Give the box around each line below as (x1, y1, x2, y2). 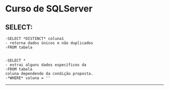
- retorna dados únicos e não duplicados (5, 40, 94, 45)
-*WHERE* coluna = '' (5, 75, 51, 80)
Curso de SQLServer (5, 3, 93, 14)
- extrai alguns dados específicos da (5, 62, 87, 67)
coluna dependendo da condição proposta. (5, 71, 94, 76)
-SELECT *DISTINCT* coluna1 (5, 36, 64, 41)
